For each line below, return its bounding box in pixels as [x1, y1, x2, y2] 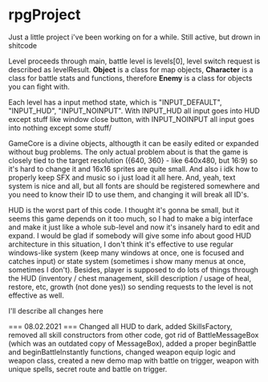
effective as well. [8, 291, 64, 300]
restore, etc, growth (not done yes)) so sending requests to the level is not [8, 282, 254, 291]
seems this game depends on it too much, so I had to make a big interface [8, 213, 254, 223]
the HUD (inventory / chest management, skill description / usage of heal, [8, 273, 251, 282]
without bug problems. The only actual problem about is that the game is [8, 147, 249, 156]
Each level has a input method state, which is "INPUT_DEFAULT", [8, 97, 222, 107]
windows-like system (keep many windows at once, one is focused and [8, 247, 245, 258]
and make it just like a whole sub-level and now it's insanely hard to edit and [8, 222, 260, 232]
